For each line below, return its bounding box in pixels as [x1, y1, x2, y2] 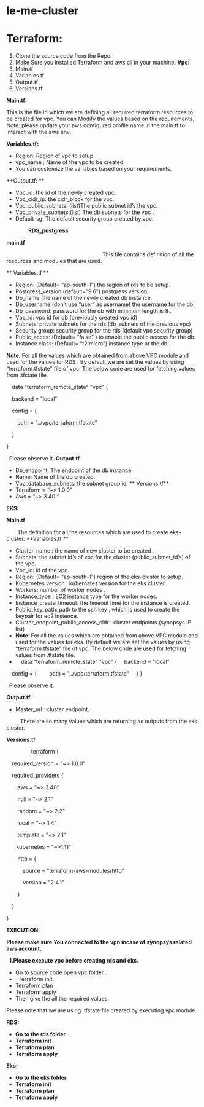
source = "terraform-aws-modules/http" [22, 867, 124, 875]
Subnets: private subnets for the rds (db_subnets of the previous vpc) [15, 320, 191, 328]
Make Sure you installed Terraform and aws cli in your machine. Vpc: [15, 59, 190, 66]
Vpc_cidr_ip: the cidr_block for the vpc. [15, 195, 115, 203]
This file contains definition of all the [102, 251, 194, 258]
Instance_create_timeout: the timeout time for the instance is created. [15, 599, 191, 607]
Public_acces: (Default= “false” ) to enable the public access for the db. [15, 333, 196, 341]
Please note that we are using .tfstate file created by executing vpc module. [6, 1007, 197, 1014]
